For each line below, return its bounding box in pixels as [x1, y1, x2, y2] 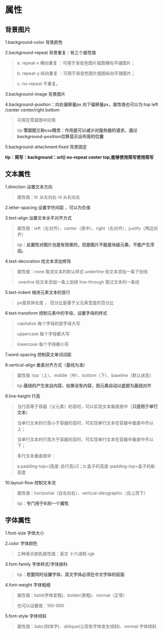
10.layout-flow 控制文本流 [5, 479, 56, 486]
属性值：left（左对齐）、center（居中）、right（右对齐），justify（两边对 [17, 225, 158, 231]
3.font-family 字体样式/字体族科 [5, 561, 68, 567]
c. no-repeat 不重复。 [17, 81, 61, 86]
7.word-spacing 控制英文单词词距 [5, 351, 72, 357]
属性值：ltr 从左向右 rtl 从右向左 [17, 194, 80, 200]
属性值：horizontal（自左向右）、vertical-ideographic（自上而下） [17, 490, 148, 496]
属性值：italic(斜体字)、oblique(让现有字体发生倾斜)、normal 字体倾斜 [17, 623, 157, 629]
